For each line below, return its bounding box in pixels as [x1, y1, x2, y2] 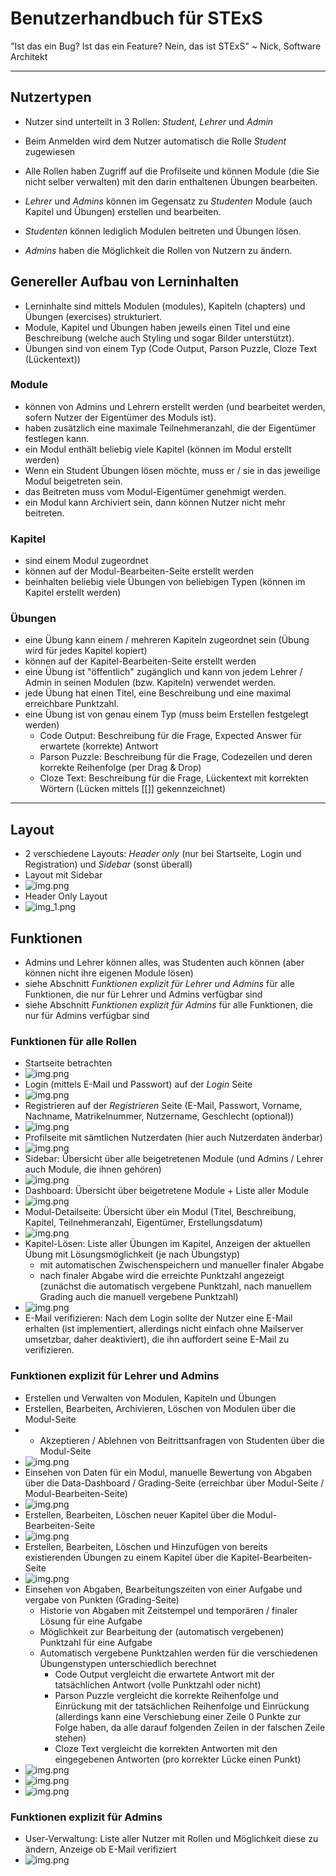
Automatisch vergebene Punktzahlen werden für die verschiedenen [39, 1647, 318, 1659]
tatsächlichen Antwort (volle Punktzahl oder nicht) [54, 1678, 262, 1691]
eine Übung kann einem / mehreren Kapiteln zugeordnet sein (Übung [24, 634, 310, 646]
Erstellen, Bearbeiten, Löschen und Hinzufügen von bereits [24, 1540, 268, 1552]
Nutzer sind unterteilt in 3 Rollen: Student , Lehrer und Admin [24, 115, 274, 127]
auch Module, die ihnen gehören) [24, 1163, 162, 1176]
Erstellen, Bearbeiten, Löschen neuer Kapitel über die [24, 1508, 245, 1521]
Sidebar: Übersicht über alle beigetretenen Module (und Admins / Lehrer [24, 1153, 324, 1165]
